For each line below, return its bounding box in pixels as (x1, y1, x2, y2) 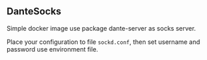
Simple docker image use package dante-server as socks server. (6, 24, 196, 32)
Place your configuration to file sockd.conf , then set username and (6, 38, 201, 46)
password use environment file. (6, 45, 98, 53)
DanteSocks (6, 6, 61, 17)
